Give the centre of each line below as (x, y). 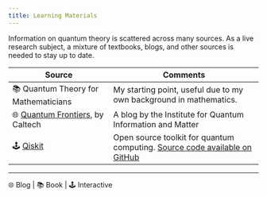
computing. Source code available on (183, 147)
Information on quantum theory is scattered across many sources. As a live (131, 38)
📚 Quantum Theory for (56, 88)
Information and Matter (156, 124)
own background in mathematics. (175, 100)
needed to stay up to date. (51, 55)
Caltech (27, 124)
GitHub (126, 157)
